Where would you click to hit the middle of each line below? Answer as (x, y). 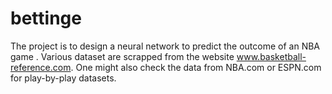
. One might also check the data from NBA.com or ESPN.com (196, 67)
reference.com (41, 67)
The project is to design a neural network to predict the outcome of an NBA (165, 46)
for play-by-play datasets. (63, 78)
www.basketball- (271, 56)
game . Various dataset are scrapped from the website (122, 56)
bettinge (46, 18)
